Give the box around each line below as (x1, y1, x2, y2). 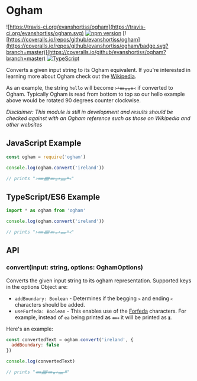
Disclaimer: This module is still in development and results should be (6, 108, 173, 115)
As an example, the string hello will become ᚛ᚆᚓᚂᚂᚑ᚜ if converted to (6, 84, 173, 91)
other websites (6, 121, 43, 128)
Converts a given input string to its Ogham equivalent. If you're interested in (6, 66, 191, 73)
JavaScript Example (6, 138, 82, 149)
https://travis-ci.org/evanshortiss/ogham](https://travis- (9, 23, 146, 30)
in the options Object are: (6, 283, 68, 290)
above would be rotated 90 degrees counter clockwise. (6, 96, 141, 104)
